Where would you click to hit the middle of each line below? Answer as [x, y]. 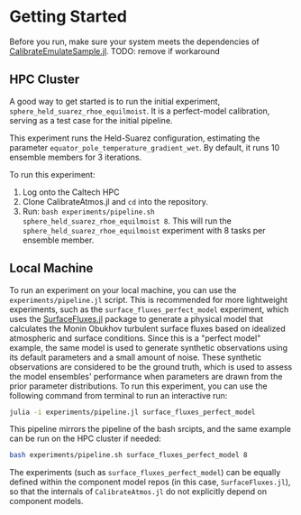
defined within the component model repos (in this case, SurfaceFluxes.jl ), [150, 482]
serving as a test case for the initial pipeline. [91, 120]
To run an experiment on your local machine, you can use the [123, 290]
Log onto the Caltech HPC [71, 192]
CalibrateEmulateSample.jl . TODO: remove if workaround [115, 51]
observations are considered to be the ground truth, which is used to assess [151, 366]
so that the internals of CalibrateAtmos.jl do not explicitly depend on [138, 492]
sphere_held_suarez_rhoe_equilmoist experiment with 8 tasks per [144, 230]
